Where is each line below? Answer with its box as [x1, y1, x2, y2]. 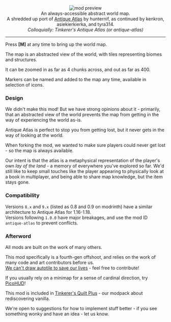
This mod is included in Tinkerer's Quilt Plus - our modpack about [5, 290, 144, 296]
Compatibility [5, 192, 40, 199]
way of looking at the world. [5, 132, 64, 138]
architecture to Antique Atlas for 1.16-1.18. [5, 209, 92, 215]
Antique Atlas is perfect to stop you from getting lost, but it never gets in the [5, 127, 164, 133]
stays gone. [5, 179, 30, 185]
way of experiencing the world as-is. [5, 117, 82, 123]
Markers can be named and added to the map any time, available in [5, 77, 147, 82]
